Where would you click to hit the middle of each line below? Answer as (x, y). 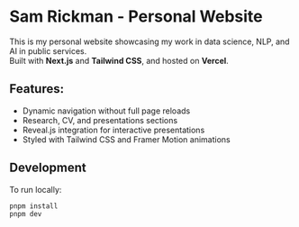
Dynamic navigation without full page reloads (106, 111)
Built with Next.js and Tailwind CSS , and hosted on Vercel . (119, 60)
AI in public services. (48, 50)
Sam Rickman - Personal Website (136, 17)
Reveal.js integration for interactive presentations (113, 130)
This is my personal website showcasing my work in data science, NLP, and (149, 41)
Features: (37, 89)
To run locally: (36, 189)
